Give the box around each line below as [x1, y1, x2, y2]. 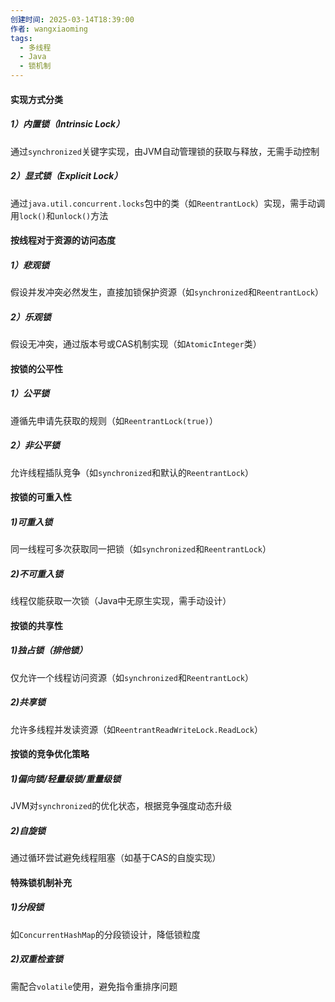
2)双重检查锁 [10, 953, 64, 965]
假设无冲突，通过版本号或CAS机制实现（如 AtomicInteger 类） [10, 338, 262, 350]
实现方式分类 [10, 93, 63, 105]
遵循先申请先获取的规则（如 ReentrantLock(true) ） [10, 414, 219, 426]
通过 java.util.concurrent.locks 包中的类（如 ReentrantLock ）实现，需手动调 [10, 197, 326, 209]
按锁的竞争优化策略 [10, 748, 90, 760]
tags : [10, 33, 33, 43]
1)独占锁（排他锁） [10, 644, 88, 656]
